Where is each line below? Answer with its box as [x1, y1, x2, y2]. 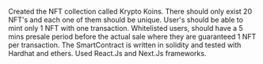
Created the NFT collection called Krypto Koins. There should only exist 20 [8, 7, 252, 16]
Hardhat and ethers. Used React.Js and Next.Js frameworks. [8, 49, 207, 58]
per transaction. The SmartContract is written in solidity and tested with [8, 40, 242, 50]
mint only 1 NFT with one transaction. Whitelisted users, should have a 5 [8, 24, 243, 32]
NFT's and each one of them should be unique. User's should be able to [8, 15, 244, 24]
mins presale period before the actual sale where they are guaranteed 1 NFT [8, 32, 257, 41]
